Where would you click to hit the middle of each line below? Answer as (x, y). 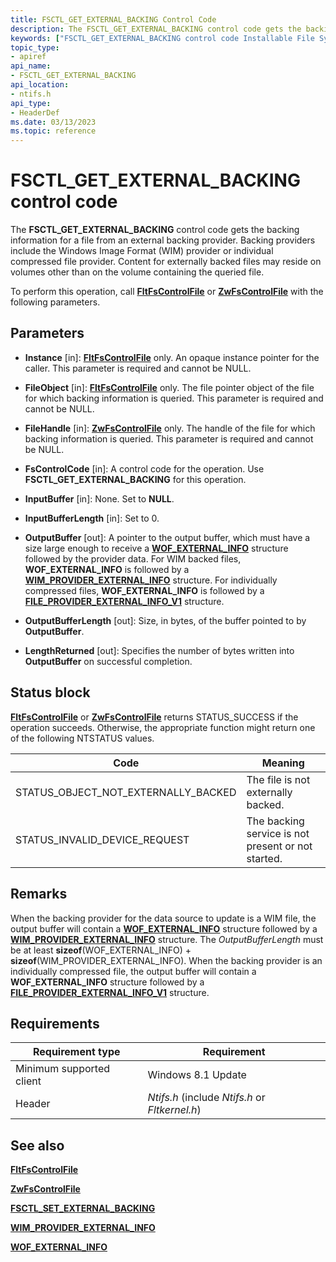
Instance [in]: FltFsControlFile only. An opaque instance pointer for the (172, 357)
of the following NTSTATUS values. (82, 738)
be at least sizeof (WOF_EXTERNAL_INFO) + (101, 950)
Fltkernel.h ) (174, 1110)
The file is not (278, 779)
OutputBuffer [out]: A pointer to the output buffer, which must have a (167, 537)
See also (37, 1145)
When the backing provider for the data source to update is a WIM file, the (163, 918)
